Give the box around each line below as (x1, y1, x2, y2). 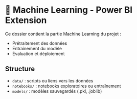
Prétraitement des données (12, 40, 68, 46)
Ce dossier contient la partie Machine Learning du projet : (5, 31, 121, 37)
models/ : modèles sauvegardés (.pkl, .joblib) (12, 88, 102, 94)
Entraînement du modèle (12, 45, 62, 51)
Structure (5, 65, 35, 73)
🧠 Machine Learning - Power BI (5, 4, 133, 16)
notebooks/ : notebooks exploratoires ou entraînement (12, 83, 121, 89)
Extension (5, 15, 47, 26)
